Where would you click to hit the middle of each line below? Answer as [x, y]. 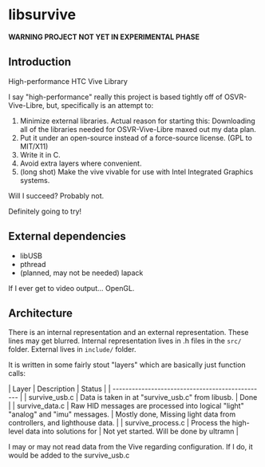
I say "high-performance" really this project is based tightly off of [115, 97]
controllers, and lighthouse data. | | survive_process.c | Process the [119, 423]
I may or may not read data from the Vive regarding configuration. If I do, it [131, 447]
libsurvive [42, 15]
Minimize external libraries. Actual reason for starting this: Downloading [137, 121]
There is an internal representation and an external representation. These [129, 333]
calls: [17, 373]
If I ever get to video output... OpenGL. [71, 288]
